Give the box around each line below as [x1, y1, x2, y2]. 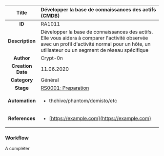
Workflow [5, 134, 29, 141]
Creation [11, 63, 32, 69]
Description [8, 38, 36, 44]
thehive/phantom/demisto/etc [49, 97, 117, 104]
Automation [7, 97, 36, 104]
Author [13, 55, 30, 61]
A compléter [5, 146, 30, 152]
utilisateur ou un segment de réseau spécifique [41, 47, 149, 53]
